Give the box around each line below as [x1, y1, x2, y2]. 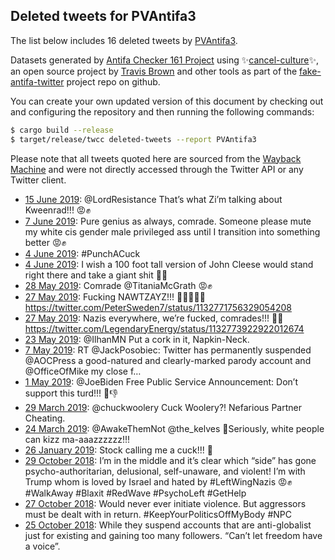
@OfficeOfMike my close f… [24, 365, 142, 377]
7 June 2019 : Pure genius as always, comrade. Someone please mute [24, 215, 312, 227]
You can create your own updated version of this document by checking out [10, 95, 324, 107]
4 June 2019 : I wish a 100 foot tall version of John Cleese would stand [24, 258, 314, 270]
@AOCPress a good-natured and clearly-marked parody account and [24, 354, 312, 366]
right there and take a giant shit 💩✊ [24, 269, 168, 281]
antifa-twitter [10, 75, 65, 88]
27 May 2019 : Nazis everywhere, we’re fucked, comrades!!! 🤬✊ [24, 312, 284, 324]
